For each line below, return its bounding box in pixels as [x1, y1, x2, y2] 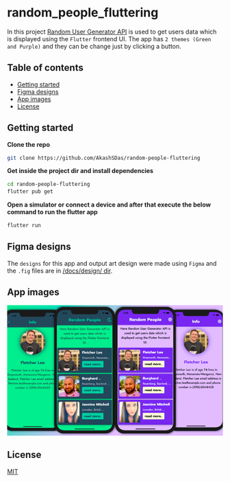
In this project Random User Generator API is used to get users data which [7, 27, 217, 36]
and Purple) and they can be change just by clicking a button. [7, 42, 181, 50]
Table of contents [7, 62, 84, 73]
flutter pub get [7, 188, 53, 195]
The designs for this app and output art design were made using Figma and [7, 259, 217, 267]
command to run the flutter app [7, 208, 98, 216]
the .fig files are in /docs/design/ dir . [7, 266, 113, 275]
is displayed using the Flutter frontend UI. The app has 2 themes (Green [7, 34, 212, 43]
